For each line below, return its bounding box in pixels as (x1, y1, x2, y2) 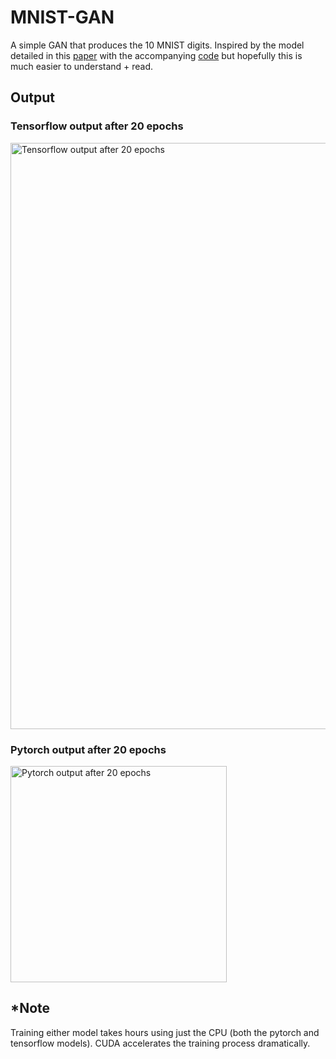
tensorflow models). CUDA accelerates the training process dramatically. (10, 1037, 311, 1049)
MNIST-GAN (10, 6, 115, 29)
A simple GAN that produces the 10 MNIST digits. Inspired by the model (10, 39, 305, 51)
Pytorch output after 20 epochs (10, 742, 167, 756)
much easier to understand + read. (10, 60, 154, 72)
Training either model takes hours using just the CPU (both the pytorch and (10, 1026, 320, 1038)
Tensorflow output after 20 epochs (10, 119, 184, 133)
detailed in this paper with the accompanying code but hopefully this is (10, 49, 303, 61)
